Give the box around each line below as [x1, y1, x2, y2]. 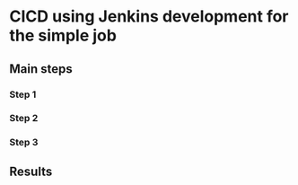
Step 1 [9, 88, 37, 101]
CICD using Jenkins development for [9, 6, 289, 27]
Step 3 [9, 137, 39, 149]
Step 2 [9, 112, 39, 125]
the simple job [9, 25, 117, 46]
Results [9, 163, 53, 179]
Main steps [9, 61, 74, 76]
